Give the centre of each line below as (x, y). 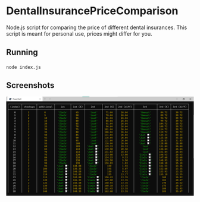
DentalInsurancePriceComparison (92, 11)
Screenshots (30, 85)
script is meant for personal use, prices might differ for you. (79, 33)
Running (22, 53)
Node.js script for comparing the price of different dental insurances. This (97, 27)
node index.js (24, 67)
